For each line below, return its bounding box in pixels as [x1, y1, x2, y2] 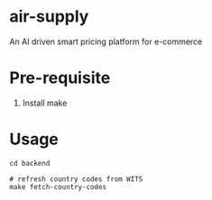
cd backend [9, 159, 51, 168]
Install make [22, 97, 68, 108]
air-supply [9, 6, 89, 27]
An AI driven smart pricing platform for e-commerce [9, 36, 203, 47]
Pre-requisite [9, 68, 111, 88]
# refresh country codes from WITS [9, 174, 143, 184]
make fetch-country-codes [9, 182, 106, 191]
